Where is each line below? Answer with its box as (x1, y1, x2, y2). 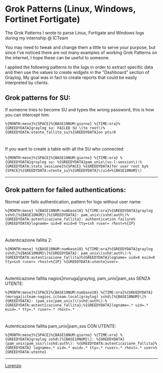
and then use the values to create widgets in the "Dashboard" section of (5, 69, 149, 75)
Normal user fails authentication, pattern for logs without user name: (5, 198, 142, 205)
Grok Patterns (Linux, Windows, (5, 3, 136, 15)
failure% (118, 216, 136, 222)
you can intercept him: (5, 112, 50, 118)
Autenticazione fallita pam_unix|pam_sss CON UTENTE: (5, 323, 116, 329)
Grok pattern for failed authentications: (5, 186, 126, 194)
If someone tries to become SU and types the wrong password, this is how (5, 107, 154, 112)
